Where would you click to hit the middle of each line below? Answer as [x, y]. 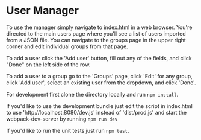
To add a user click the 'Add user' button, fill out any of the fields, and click [99, 58]
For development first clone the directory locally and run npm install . [92, 94]
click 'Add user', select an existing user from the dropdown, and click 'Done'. [101, 83]
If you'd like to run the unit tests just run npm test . [68, 130]
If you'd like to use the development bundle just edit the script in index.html [99, 106]
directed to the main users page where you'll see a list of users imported [96, 33]
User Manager [43, 11]
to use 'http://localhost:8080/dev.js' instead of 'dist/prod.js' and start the [97, 112]
